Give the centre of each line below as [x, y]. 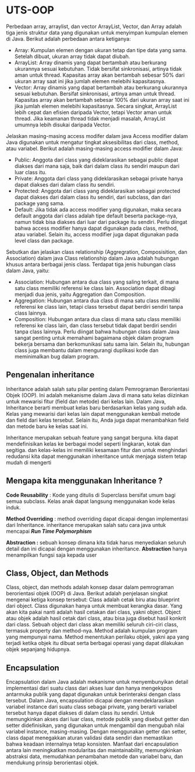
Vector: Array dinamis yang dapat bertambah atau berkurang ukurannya [101, 87]
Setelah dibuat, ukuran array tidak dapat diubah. [72, 56]
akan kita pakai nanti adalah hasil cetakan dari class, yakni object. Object [93, 612]
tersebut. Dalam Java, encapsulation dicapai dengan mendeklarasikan [90, 701]
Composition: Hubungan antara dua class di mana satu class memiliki [97, 319]
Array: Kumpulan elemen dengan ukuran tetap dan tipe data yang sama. [101, 50]
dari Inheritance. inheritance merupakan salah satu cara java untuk [86, 525]
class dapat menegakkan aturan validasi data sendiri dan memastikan [89, 738]
